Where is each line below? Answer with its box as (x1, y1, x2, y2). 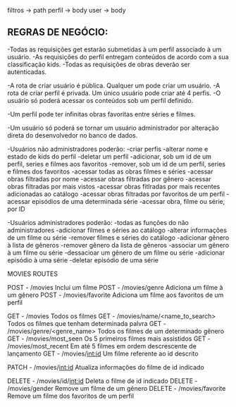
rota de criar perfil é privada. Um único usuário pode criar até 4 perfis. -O (7, 88, 221, 97)
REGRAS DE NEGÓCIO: (7, 26, 108, 38)
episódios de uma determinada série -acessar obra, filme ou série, (31, 197, 225, 205)
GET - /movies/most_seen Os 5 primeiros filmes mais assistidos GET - (7, 334, 211, 343)
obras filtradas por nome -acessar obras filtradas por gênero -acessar (7, 174, 211, 183)
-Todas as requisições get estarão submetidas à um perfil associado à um (7, 45, 222, 54)
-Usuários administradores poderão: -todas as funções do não (7, 218, 189, 226)
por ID (7, 205, 26, 213)
